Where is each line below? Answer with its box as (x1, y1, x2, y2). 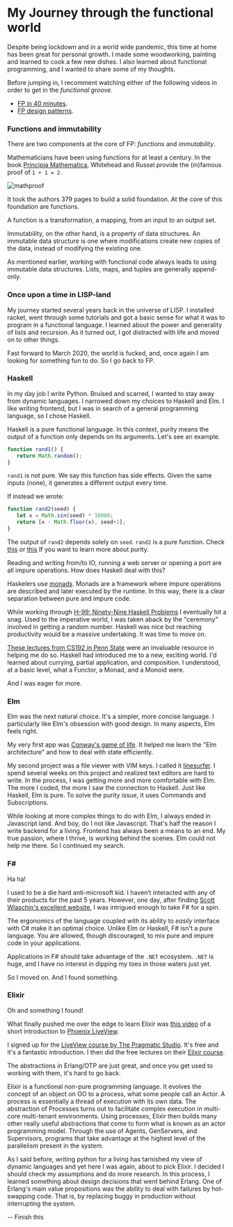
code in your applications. (7, 938, 81, 947)
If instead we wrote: (7, 492, 64, 500)
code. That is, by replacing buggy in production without (37, 1192, 196, 1200)
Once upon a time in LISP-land (7, 290, 111, 300)
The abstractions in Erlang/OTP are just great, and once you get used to (7, 1061, 214, 1070)
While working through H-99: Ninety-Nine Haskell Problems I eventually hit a (7, 608, 227, 616)
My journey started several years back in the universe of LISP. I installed (7, 306, 214, 314)
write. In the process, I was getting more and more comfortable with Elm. (7, 776, 216, 784)
